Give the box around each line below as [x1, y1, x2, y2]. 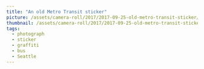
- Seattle [12, 53, 36, 59]
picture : [6, 14, 29, 20]
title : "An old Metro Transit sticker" [6, 8, 107, 15]
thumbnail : [6, 20, 34, 26]
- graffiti [12, 43, 39, 49]
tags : [6, 25, 20, 32]
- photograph [12, 31, 45, 37]
